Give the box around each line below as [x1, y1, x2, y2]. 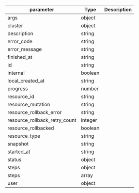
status [7, 156, 22, 163]
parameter [29, 6, 54, 13]
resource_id [7, 93, 35, 100]
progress [7, 85, 28, 92]
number [80, 85, 99, 92]
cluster [7, 22, 23, 29]
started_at [7, 148, 31, 155]
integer [80, 117, 97, 123]
